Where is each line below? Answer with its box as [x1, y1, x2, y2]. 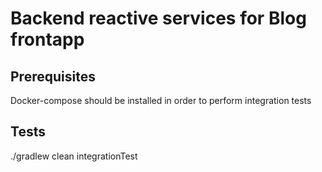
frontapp [10, 28, 85, 51]
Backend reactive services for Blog [10, 7, 307, 30]
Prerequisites [10, 68, 96, 85]
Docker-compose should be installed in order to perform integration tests [10, 95, 312, 106]
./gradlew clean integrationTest [10, 150, 138, 162]
